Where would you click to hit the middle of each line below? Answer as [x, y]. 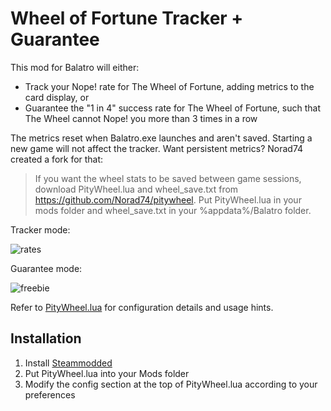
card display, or [57, 97]
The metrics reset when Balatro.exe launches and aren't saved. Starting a [161, 138]
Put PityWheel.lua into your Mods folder [107, 373]
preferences [50, 394]
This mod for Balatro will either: [75, 67]
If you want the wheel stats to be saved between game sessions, [168, 178]
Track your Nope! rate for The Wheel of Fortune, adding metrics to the [169, 86]
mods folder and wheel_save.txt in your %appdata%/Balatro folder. [173, 210]
